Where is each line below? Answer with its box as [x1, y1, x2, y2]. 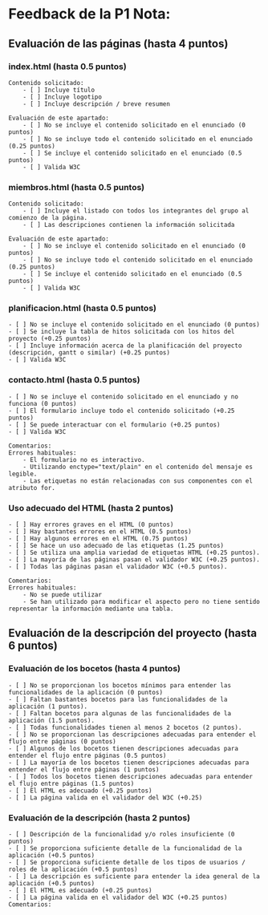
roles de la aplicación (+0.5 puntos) [8, 865, 138, 874]
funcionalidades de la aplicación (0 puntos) [8, 688, 163, 696]
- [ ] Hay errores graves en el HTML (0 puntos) [8, 520, 174, 529]
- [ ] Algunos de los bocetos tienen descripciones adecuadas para [8, 744, 239, 752]
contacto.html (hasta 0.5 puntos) [8, 375, 140, 386]
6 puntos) [8, 639, 59, 653]
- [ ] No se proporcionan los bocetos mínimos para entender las [8, 681, 231, 690]
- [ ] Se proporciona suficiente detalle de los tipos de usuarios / [8, 859, 246, 867]
